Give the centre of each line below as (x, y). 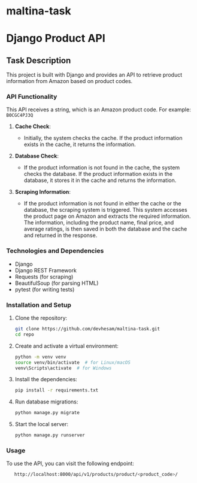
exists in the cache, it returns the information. (80, 144)
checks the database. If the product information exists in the (98, 174)
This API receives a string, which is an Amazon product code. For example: (99, 110)
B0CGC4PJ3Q (20, 116)
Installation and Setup (39, 305)
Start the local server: (42, 424)
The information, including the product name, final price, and (99, 223)
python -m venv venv (40, 357)
